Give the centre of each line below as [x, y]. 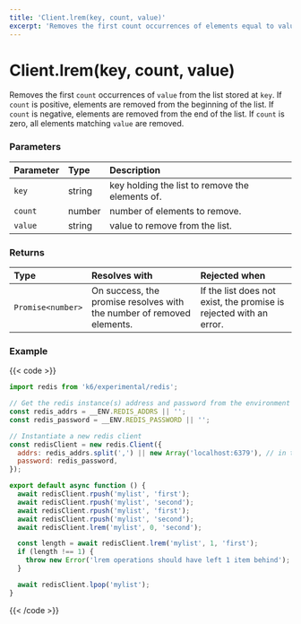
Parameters [35, 147]
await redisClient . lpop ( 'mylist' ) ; [84, 585]
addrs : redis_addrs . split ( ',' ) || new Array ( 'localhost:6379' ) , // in [152, 453]
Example [29, 351]
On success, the [125, 290]
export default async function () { [77, 486]
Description [135, 169]
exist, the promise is [242, 302]
